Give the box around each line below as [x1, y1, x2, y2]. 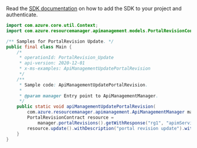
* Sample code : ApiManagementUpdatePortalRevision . [19, 82, 148, 88]
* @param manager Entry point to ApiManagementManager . [19, 93, 159, 99]
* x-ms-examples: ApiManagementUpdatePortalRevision [19, 66, 151, 72]
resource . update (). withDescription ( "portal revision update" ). [27, 125, 185, 131]
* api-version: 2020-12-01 [19, 60, 85, 66]
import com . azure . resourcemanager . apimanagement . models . [6, 27, 148, 34]
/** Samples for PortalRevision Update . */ [6, 38, 114, 44]
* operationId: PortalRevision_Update [19, 55, 114, 61]
